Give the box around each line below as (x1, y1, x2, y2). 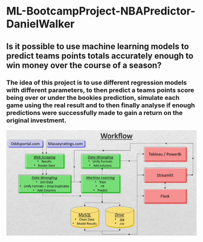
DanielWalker (6, 17, 75, 31)
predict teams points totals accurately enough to (6, 50, 194, 61)
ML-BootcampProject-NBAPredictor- (6, 4, 196, 18)
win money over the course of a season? (6, 60, 162, 70)
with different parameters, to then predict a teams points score (6, 86, 195, 94)
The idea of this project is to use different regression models (6, 78, 187, 87)
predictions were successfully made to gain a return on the (6, 108, 183, 117)
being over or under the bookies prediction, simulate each (6, 93, 180, 102)
